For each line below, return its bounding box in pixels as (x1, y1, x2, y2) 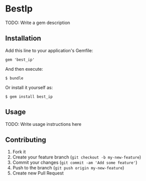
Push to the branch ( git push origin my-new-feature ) (12, 165, 124, 171)
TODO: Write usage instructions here (5, 121, 82, 127)
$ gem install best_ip (5, 94, 53, 99)
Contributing (5, 135, 46, 144)
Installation (5, 34, 41, 43)
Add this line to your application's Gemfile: (5, 47, 93, 53)
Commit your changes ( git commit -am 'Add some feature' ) (12, 159, 137, 165)
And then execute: (5, 66, 43, 72)
